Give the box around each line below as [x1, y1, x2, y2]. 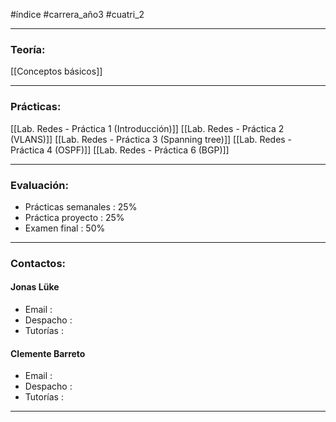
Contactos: [10, 256, 67, 270]
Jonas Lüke [10, 281, 60, 293]
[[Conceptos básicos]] [10, 65, 103, 78]
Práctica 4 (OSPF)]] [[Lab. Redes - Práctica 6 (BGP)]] [10, 144, 230, 156]
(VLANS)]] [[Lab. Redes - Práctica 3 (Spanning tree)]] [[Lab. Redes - [10, 133, 293, 145]
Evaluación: [10, 178, 69, 192]
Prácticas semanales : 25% [24, 200, 138, 213]
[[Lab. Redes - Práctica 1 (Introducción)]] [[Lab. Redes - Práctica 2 [10, 122, 285, 134]
